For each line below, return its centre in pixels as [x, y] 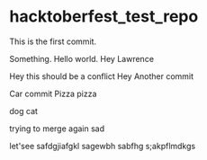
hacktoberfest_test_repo [104, 17]
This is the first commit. [53, 41]
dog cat [24, 111]
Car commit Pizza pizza [53, 93]
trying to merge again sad [57, 129]
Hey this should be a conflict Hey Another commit [102, 76]
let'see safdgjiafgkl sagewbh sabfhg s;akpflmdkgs [103, 146]
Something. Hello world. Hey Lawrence [82, 58]
